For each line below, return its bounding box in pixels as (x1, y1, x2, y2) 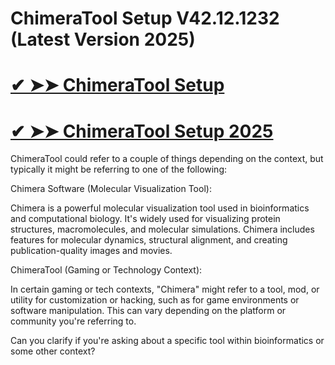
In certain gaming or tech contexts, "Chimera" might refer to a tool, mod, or (10, 283, 320, 296)
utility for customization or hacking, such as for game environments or (10, 294, 300, 306)
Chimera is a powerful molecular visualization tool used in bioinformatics (10, 202, 310, 214)
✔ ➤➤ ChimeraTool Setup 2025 (10, 120, 274, 142)
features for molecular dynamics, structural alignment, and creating (10, 234, 288, 246)
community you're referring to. (10, 315, 137, 327)
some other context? (10, 345, 96, 357)
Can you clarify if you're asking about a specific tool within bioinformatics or (10, 335, 325, 347)
